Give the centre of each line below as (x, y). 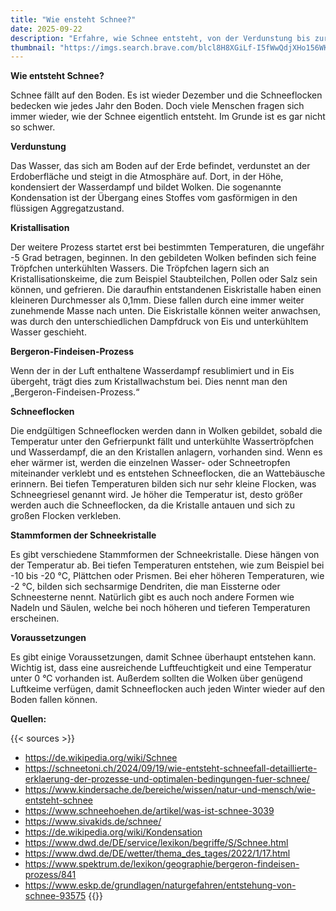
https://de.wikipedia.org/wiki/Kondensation (113, 832)
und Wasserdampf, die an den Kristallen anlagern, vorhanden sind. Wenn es (166, 452)
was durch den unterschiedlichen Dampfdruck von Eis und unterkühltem (159, 322)
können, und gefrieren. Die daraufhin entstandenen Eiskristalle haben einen (166, 290)
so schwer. (33, 127)
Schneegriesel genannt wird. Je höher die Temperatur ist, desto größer (156, 495)
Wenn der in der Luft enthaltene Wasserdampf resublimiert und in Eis (152, 371)
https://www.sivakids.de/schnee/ (93, 822)
